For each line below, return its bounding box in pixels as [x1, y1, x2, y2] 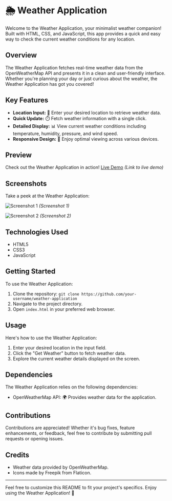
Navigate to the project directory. [12, 301, 83, 307]
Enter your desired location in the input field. [12, 344, 106, 350]
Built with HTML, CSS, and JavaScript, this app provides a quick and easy [5, 30, 161, 36]
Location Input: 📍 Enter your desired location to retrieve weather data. [12, 109, 161, 116]
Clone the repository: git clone [12, 290, 79, 296]
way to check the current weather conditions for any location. [5, 36, 136, 42]
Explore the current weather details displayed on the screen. [12, 356, 140, 362]
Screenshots [5, 179, 47, 188]
